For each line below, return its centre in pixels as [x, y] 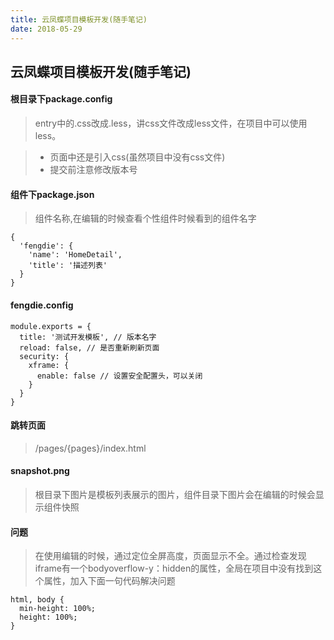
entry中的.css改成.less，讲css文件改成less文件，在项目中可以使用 [171, 123]
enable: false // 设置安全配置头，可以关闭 [119, 376]
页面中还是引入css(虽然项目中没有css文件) [137, 157]
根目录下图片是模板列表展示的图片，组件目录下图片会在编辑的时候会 [175, 494]
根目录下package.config [61, 99]
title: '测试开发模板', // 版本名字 [88, 337]
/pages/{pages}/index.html [90, 448]
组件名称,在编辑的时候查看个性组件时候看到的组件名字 [145, 218]
